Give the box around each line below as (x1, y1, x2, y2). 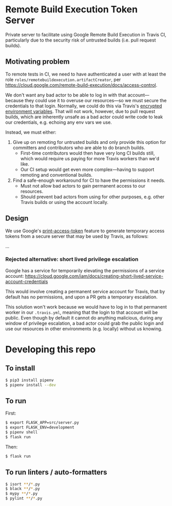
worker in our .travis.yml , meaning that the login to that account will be (5, 309, 158, 315)
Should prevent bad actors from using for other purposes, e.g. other (20, 194, 165, 200)
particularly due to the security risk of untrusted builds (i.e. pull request (5, 37, 156, 43)
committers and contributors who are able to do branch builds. (12, 144, 145, 151)
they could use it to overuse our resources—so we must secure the (25, 97, 167, 103)
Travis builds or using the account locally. (20, 199, 109, 205)
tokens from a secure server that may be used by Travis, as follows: (5, 233, 149, 239)
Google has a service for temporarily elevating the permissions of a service (5, 267, 165, 273)
